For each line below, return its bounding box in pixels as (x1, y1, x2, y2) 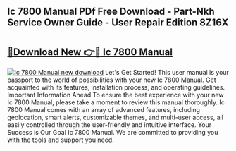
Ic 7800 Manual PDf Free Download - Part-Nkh (7, 6, 215, 18)
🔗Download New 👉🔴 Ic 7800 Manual (7, 46, 173, 58)
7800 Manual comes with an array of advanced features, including (7, 106, 201, 114)
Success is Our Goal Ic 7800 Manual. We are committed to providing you (7, 128, 218, 136)
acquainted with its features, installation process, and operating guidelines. (7, 83, 225, 91)
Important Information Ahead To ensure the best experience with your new (7, 91, 224, 99)
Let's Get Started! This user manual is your (105, 68, 229, 76)
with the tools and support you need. (7, 135, 114, 144)
